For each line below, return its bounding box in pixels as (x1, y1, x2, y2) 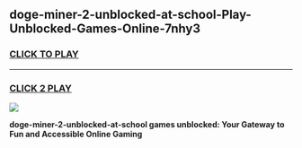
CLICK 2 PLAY (9, 82, 72, 94)
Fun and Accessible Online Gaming (9, 128, 143, 139)
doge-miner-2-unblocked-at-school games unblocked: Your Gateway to (9, 118, 285, 129)
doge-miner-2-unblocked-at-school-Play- (9, 7, 252, 22)
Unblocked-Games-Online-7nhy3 (9, 22, 200, 37)
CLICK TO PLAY (9, 48, 79, 61)
